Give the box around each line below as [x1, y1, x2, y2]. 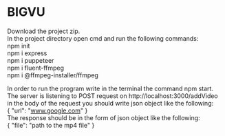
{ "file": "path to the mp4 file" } [7, 121, 95, 129]
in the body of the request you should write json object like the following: [7, 99, 214, 107]
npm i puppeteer [7, 56, 54, 64]
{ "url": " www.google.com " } [7, 106, 88, 115]
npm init [7, 41, 30, 50]
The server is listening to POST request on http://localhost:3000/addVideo [7, 91, 218, 100]
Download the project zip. [7, 27, 81, 35]
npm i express [7, 49, 47, 57]
